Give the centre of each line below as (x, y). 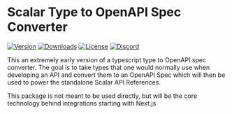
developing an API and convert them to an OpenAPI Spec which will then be (116, 75)
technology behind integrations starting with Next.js (82, 103)
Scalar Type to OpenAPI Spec (94, 12)
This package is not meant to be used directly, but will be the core (102, 96)
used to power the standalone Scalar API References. (84, 82)
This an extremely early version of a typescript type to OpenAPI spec (107, 59)
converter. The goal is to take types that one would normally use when (109, 67)
